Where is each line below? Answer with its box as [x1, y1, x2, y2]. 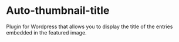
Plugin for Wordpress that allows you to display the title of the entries [6, 23, 173, 30]
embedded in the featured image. [6, 29, 87, 36]
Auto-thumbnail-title [6, 4, 110, 17]
